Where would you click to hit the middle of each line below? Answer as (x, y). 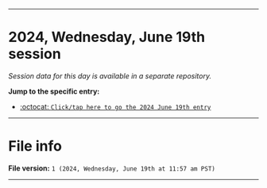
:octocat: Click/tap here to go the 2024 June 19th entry (115, 106)
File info (35, 146)
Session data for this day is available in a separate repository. (110, 75)
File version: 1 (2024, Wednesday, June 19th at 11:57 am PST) (112, 168)
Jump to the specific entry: (54, 91)
